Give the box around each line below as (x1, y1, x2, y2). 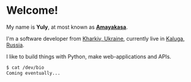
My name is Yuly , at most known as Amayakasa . (6, 23, 128, 31)
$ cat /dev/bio (6, 64, 45, 71)
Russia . (6, 41, 25, 48)
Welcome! (6, 4, 58, 17)
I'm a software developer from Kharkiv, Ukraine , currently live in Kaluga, (6, 35, 185, 42)
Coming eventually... (6, 70, 61, 76)
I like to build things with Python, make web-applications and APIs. (6, 53, 172, 60)
